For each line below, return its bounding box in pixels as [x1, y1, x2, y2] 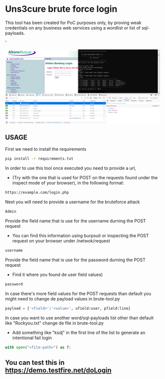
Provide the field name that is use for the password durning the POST [5, 257, 146, 263]
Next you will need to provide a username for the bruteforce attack [5, 199, 140, 205]
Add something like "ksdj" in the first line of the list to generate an [12, 329, 146, 335]
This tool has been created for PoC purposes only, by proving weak [5, 20, 141, 26]
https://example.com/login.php [5, 190, 69, 195]
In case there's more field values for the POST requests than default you [5, 291, 151, 297]
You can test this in [5, 358, 65, 367]
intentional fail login [12, 335, 52, 341]
